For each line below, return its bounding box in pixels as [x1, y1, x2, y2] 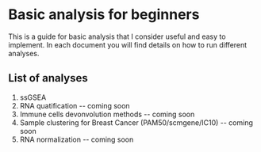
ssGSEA [19, 93, 47, 102]
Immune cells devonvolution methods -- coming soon [19, 109, 195, 119]
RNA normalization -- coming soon [19, 135, 134, 144]
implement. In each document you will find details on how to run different [8, 40, 248, 49]
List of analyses [8, 71, 89, 85]
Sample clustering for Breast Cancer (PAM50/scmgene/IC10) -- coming [19, 117, 254, 127]
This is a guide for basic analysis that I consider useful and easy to [8, 32, 226, 41]
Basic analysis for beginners [8, 6, 200, 24]
